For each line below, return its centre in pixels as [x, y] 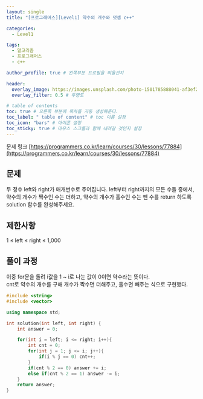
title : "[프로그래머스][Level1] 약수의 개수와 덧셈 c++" [70, 18]
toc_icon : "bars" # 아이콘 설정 [44, 123]
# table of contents [32, 106]
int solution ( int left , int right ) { [54, 323]
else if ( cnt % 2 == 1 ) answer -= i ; [74, 374]
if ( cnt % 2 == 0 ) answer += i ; [67, 368]
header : [16, 84]
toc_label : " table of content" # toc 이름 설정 [66, 117]
